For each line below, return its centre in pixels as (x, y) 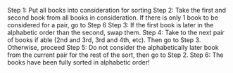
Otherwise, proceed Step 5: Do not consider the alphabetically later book (113, 47)
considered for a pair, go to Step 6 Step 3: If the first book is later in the (111, 25)
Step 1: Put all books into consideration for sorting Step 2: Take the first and (117, 10)
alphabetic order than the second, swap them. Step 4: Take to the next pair (116, 32)
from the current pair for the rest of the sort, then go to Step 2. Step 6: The (115, 55)
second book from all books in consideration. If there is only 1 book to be (113, 18)
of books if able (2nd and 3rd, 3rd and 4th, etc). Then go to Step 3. (104, 40)
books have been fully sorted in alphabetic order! (78, 62)
